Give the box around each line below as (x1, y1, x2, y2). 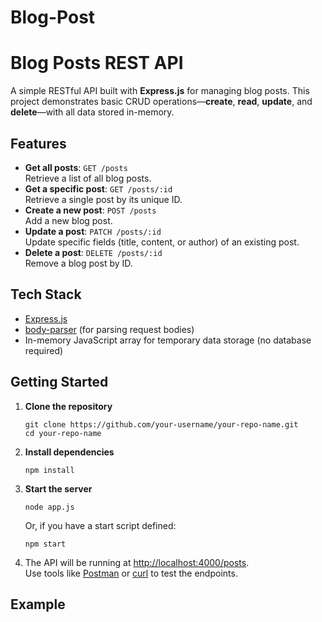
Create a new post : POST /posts (24, 204, 157, 216)
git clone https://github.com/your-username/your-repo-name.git (24, 419, 299, 430)
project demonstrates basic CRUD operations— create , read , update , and (10, 96, 313, 108)
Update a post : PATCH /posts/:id (24, 225, 162, 237)
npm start (24, 539, 67, 549)
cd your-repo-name (24, 428, 102, 438)
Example (10, 596, 66, 613)
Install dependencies (24, 446, 115, 458)
